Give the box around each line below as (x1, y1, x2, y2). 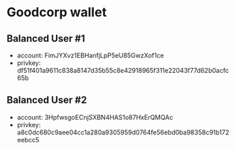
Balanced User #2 (6, 94, 87, 106)
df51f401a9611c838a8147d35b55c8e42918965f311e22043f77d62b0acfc (16, 67, 229, 74)
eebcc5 (16, 135, 40, 144)
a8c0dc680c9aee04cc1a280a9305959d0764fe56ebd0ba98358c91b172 (16, 128, 230, 137)
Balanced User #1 (6, 33, 85, 45)
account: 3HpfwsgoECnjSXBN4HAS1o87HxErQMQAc (16, 112, 173, 121)
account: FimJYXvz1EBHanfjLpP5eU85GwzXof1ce (16, 51, 164, 59)
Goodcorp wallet (6, 4, 107, 21)
